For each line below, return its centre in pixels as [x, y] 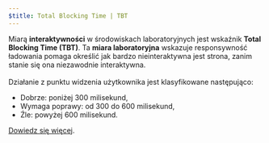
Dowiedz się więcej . [42, 130]
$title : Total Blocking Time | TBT [68, 16]
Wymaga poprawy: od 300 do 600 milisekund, [97, 106]
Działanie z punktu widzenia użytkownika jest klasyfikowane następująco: [131, 82]
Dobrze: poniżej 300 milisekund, [74, 97]
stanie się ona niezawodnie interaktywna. [77, 65]
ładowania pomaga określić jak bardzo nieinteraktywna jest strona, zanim [130, 56]
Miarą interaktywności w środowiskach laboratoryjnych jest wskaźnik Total [135, 39]
